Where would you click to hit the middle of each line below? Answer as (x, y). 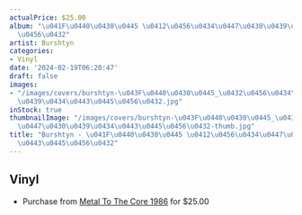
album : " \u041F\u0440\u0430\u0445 (74, 26)
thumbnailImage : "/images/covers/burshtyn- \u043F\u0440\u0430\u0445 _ (142, 118)
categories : (31, 51)
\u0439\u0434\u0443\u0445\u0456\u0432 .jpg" (100, 101)
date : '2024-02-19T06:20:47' (64, 68)
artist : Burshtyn (42, 43)
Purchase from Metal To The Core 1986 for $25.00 (115, 201)
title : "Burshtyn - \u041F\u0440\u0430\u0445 (96, 135)
